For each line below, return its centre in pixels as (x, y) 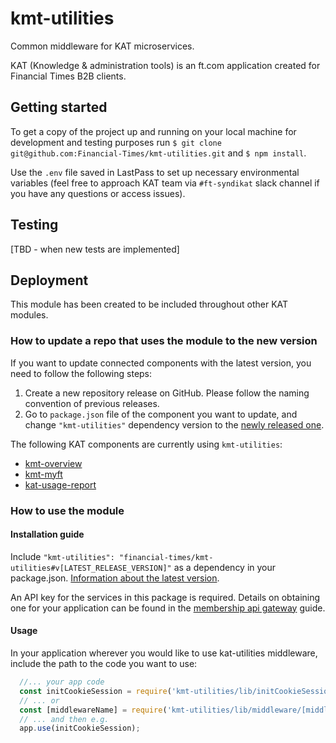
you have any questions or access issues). (98, 193)
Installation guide (47, 534)
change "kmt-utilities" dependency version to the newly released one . (174, 424)
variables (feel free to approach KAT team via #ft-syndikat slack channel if (165, 183)
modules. (29, 315)
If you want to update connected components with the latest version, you (161, 363)
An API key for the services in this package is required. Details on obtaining (165, 597)
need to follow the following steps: (81, 373)
